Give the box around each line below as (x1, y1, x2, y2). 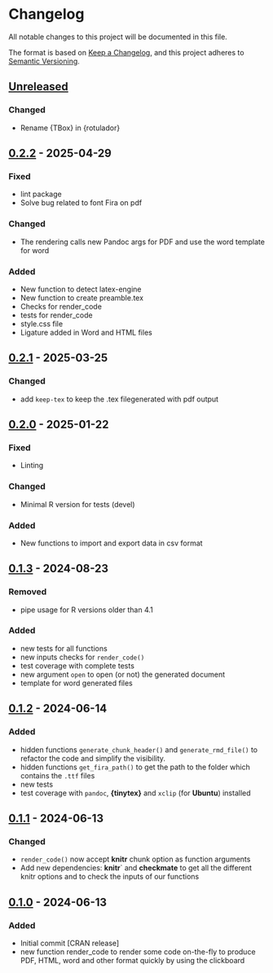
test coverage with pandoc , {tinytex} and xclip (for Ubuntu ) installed (20, 787, 251, 798)
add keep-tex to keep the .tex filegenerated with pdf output (20, 394, 218, 404)
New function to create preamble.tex (20, 292, 144, 302)
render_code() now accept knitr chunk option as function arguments (20, 854, 251, 864)
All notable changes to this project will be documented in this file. (8, 32, 228, 42)
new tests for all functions (20, 643, 108, 653)
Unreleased (8, 80, 69, 94)
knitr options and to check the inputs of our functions (20, 872, 200, 882)
